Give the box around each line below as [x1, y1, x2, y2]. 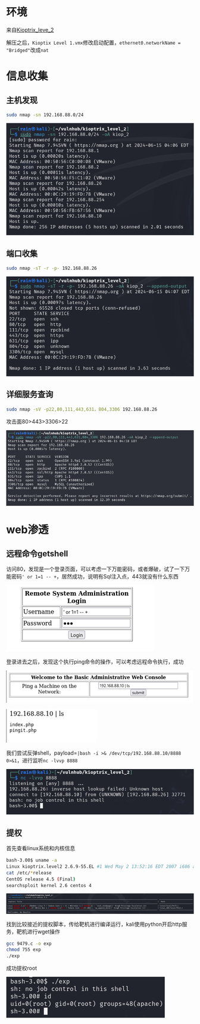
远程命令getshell [6, 549, 68, 559]
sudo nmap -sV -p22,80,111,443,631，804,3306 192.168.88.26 [6, 406, 158, 412]
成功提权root [6, 964, 37, 972]
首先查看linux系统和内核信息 [6, 845, 76, 852]
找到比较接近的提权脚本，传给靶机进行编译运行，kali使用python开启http [6, 920, 183, 927]
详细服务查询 [6, 390, 54, 400]
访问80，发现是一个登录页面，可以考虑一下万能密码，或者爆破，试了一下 [6, 565, 185, 572]
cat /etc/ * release [6, 870, 52, 876]
